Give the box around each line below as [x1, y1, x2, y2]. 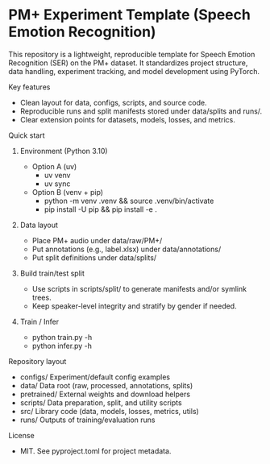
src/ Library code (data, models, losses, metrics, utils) [19, 406, 199, 416]
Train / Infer [19, 317, 59, 326]
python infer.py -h [31, 341, 93, 350]
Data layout [19, 220, 59, 230]
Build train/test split [19, 268, 85, 278]
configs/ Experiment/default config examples [19, 372, 171, 382]
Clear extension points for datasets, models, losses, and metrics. [19, 114, 235, 124]
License [8, 430, 35, 440]
